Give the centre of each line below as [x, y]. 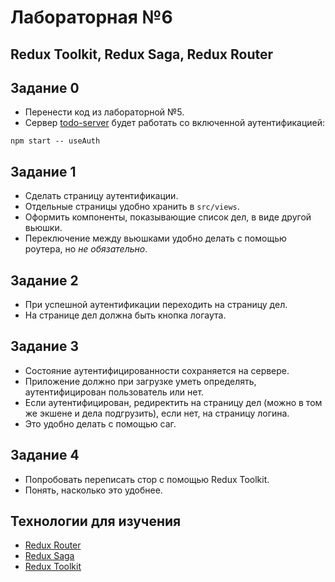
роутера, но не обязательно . [86, 249]
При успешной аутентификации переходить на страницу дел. [156, 305]
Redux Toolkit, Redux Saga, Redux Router [142, 54]
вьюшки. [43, 228]
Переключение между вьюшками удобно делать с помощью [155, 238]
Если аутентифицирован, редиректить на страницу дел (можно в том [173, 402]
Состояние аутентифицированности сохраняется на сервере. [157, 370]
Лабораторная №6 [91, 17]
